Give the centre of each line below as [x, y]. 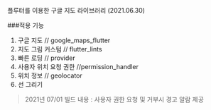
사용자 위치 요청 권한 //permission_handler [78, 67]
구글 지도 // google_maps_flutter [64, 40]
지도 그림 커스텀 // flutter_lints [60, 49]
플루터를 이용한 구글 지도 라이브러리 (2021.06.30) [76, 10]
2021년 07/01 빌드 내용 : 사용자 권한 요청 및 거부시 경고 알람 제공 [114, 99]
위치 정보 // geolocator [50, 75]
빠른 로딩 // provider [47, 58]
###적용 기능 [26, 25]
